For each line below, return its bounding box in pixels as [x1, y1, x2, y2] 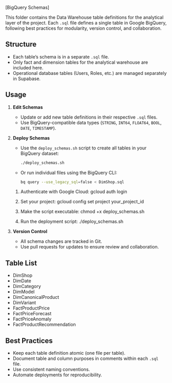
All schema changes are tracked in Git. [20, 238, 103, 244]
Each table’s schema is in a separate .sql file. [12, 53, 109, 60]
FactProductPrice [12, 305, 50, 311]
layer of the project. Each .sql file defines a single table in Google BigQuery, [5, 20, 167, 26]
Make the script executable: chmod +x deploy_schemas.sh [20, 208, 145, 215]
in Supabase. [12, 75, 41, 82]
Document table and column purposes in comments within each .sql [12, 355, 159, 361]
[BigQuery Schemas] [5, 5, 50, 10]
